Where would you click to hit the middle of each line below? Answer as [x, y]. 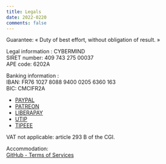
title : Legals [24, 12]
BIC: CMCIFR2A [26, 89]
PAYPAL [25, 100]
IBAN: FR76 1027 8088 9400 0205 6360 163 [61, 82]
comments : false [26, 23]
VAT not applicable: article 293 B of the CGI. [61, 137]
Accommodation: [28, 149]
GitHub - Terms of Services [40, 155]
